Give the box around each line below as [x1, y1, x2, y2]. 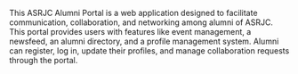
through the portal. [9, 55, 78, 65]
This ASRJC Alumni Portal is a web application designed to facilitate [9, 8, 258, 18]
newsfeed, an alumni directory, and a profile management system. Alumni [9, 36, 279, 46]
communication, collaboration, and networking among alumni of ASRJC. [9, 17, 274, 28]
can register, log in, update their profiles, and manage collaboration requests [9, 45, 290, 56]
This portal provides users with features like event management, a [9, 27, 252, 37]
